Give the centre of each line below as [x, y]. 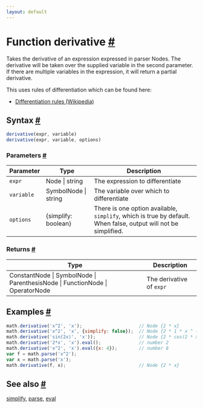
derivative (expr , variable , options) [54, 140]
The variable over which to [132, 191]
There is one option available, [136, 208]
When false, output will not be [136, 223]
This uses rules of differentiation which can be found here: [79, 90]
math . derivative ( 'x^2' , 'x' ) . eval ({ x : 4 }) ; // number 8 [88, 349]
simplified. [109, 231]
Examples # [29, 312]
